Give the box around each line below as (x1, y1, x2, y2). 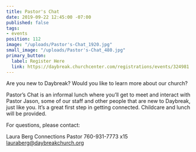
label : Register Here (11, 58, 65, 64)
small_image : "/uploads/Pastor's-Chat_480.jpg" (6, 47, 126, 53)
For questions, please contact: (6, 122, 81, 129)
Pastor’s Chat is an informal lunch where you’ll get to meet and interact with (6, 91, 191, 98)
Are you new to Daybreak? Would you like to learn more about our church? (6, 80, 188, 87)
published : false (6, 20, 49, 25)
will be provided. (6, 110, 47, 117)
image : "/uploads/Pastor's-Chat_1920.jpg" (6, 42, 113, 48)
